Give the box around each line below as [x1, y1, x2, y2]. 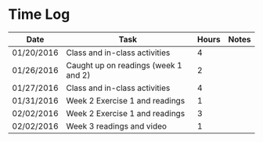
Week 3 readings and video [66, 120, 167, 131]
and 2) [66, 69, 91, 80]
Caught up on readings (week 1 [66, 60, 182, 71]
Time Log [8, 5, 70, 24]
